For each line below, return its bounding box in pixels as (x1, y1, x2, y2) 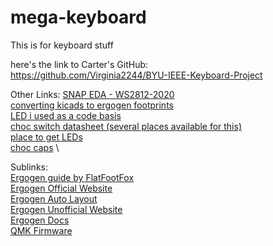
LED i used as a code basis (10, 109, 122, 121)
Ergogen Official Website (10, 182, 113, 194)
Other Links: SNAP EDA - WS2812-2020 (10, 88, 175, 100)
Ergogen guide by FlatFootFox (10, 171, 135, 183)
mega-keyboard (10, 6, 147, 29)
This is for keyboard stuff (10, 39, 114, 51)
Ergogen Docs (10, 214, 70, 226)
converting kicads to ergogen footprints (10, 99, 174, 111)
